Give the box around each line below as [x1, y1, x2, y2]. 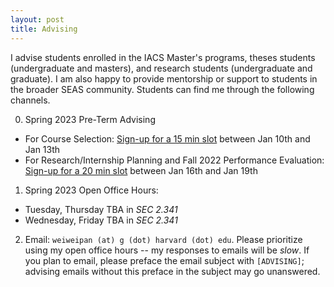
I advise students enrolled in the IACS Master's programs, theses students [10, 51, 316, 63]
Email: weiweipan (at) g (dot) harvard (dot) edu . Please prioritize [24, 233, 303, 245]
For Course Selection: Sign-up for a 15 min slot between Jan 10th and [24, 132, 311, 145]
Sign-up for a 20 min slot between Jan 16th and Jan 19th [24, 164, 258, 176]
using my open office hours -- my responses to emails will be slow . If [24, 244, 310, 256]
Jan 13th [24, 143, 61, 155]
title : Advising [10, 24, 78, 34]
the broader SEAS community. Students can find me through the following [10, 83, 315, 95]
